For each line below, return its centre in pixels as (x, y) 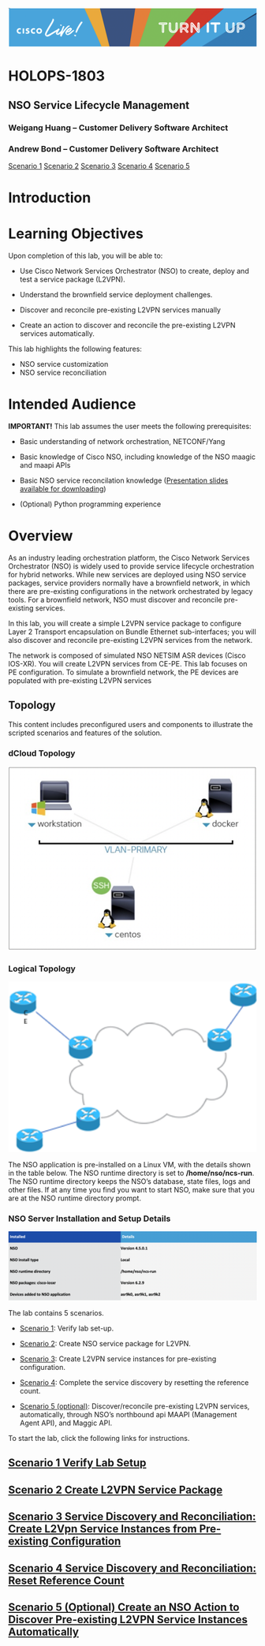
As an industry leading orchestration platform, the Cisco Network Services (129, 558)
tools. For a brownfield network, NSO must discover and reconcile (115, 600)
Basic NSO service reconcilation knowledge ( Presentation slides (124, 480)
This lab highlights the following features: (75, 349)
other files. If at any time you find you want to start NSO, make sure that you (131, 1190)
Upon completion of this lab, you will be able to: (86, 256)
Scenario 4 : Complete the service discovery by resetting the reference (134, 1383)
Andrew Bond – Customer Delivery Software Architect (114, 148)
